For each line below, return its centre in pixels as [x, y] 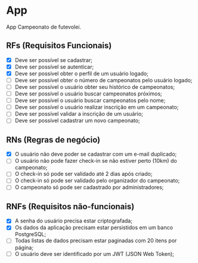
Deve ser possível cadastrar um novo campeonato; [77, 120]
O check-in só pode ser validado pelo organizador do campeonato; [97, 181]
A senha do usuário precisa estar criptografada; [74, 221]
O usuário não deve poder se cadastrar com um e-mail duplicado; [96, 154]
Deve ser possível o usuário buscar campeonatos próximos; [88, 94]
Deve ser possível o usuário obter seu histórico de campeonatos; [95, 87]
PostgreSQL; [30, 234]
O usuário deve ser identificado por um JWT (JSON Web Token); [95, 253]
